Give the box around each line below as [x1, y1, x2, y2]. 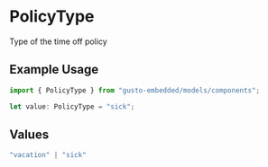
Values [9, 127, 50, 142]
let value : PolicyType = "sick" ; [9, 101, 135, 111]
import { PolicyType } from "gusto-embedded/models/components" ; [9, 85, 260, 95]
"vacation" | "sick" [9, 151, 88, 160]
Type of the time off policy [9, 36, 107, 47]
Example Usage [9, 62, 99, 77]
